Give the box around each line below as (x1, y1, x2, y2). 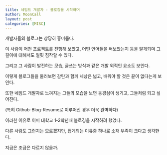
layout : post (5, 16, 32, 21)
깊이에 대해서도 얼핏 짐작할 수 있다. (5, 52, 73, 58)
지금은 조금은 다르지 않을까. (5, 145, 59, 151)
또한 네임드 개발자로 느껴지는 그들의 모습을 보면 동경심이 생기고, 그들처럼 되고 (5, 90, 156, 96)
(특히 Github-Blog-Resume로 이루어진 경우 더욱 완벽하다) (5, 107, 119, 113)
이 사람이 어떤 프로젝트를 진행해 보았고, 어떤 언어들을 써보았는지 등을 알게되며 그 (5, 46, 161, 52)
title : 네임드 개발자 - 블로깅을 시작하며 (5, 7, 80, 12)
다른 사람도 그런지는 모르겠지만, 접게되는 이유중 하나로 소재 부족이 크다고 (5, 128, 146, 134)
